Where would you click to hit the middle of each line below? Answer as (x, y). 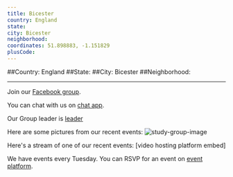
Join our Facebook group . (44, 91)
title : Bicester (31, 13)
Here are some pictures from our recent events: (75, 131)
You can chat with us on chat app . (56, 105)
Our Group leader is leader (45, 118)
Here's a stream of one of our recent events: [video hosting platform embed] (116, 145)
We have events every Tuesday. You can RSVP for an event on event (105, 158)
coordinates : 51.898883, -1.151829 (59, 46)
